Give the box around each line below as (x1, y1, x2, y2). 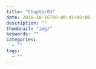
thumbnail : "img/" (6, 25, 53, 32)
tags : (6, 48, 20, 54)
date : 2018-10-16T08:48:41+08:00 (6, 14, 91, 20)
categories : (6, 37, 36, 43)
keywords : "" (6, 31, 39, 37)
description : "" (6, 20, 47, 26)
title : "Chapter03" (6, 8, 56, 15)
